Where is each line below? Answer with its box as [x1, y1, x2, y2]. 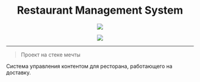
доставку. [6, 69, 31, 76]
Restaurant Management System [17, 4, 183, 17]
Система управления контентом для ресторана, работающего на [6, 62, 173, 70]
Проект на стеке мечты [20, 51, 81, 58]
